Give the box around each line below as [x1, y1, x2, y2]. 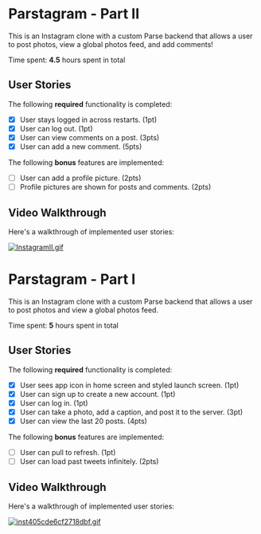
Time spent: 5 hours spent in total [8, 320, 119, 330]
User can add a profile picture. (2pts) [19, 173, 142, 183]
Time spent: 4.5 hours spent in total [8, 55, 126, 65]
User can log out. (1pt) [19, 124, 93, 133]
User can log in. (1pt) [19, 398, 89, 407]
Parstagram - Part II [8, 5, 140, 23]
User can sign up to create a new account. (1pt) [19, 389, 176, 399]
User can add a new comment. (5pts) [19, 141, 142, 151]
